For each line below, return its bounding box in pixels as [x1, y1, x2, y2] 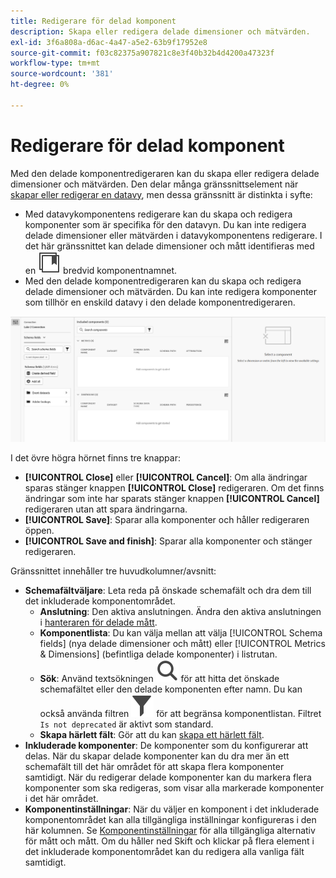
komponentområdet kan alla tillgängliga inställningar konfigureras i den [24, 813, 317, 825]
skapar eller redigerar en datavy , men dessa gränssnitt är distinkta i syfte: [10, 188, 313, 200]
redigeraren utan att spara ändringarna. [24, 503, 188, 515]
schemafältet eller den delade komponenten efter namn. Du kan [39, 683, 303, 695]
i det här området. [24, 792, 99, 804]
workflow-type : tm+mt [10, 58, 101, 69]
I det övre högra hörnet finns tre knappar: [10, 451, 181, 464]
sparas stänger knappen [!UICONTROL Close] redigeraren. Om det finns [24, 481, 325, 494]
